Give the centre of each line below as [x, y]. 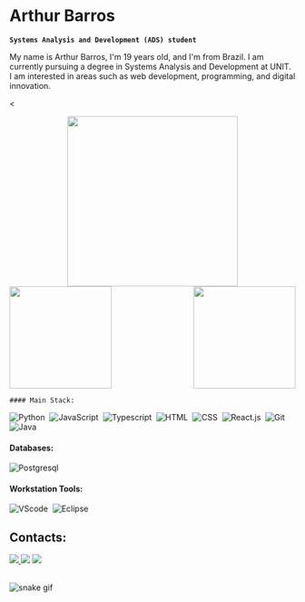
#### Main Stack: [42, 400]
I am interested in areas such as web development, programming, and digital [152, 76]
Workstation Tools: [46, 489]
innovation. [30, 85]
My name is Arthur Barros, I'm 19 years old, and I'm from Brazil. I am [137, 56]
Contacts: [38, 537]
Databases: [32, 448]
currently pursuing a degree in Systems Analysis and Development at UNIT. [151, 66]
